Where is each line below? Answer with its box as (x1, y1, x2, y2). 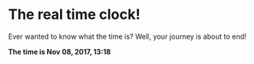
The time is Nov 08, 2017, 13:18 (8, 47, 111, 56)
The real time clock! (8, 6, 140, 24)
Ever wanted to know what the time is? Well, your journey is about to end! (8, 32, 247, 41)
